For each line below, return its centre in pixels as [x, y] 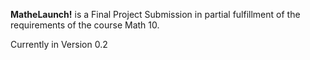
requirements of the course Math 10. [85, 25]
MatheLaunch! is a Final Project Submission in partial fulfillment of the [155, 14]
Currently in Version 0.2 [59, 44]
